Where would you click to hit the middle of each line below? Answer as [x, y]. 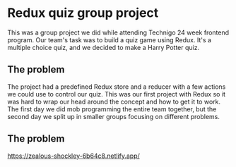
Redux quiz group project [83, 13]
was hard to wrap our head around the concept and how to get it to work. [114, 101]
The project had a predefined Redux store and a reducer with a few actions [117, 87]
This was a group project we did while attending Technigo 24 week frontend [118, 32]
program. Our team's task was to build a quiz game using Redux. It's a [110, 39]
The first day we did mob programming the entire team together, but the [112, 109]
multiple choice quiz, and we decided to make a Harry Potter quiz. [104, 47]
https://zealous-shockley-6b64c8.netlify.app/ [73, 156]
